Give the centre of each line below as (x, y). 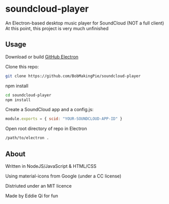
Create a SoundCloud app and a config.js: (49, 110)
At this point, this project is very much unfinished (57, 28)
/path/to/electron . (27, 138)
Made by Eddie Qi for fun (32, 196)
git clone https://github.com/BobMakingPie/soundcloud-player (73, 76)
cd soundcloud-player (28, 95)
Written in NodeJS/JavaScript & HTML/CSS (51, 166)
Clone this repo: (22, 66)
